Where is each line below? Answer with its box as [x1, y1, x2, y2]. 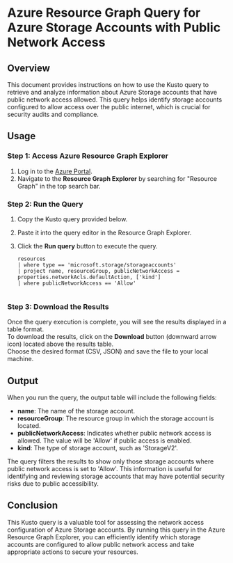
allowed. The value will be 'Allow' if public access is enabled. [17, 436, 192, 445]
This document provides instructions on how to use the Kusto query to [7, 81, 209, 88]
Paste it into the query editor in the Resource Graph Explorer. [17, 228, 192, 237]
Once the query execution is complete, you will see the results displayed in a [7, 318, 227, 326]
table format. [7, 325, 44, 333]
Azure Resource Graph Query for [7, 5, 201, 21]
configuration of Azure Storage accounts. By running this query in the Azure [7, 525, 225, 534]
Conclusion [7, 500, 58, 512]
